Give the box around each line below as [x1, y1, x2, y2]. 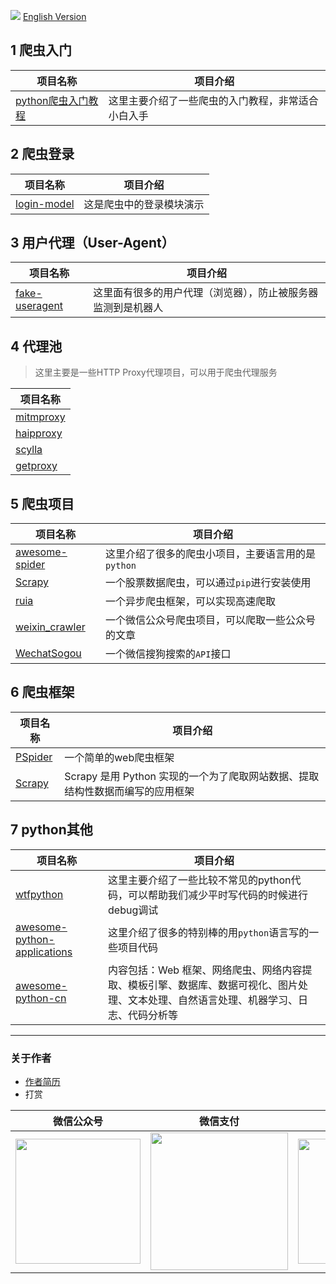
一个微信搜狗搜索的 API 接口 [104, 647, 232, 661]
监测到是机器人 [93, 301, 164, 315]
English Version [22, 11, 87, 22]
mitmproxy [15, 410, 66, 424]
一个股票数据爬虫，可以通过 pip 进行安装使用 [104, 576, 312, 590]
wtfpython [15, 887, 64, 901]
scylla [15, 443, 43, 457]
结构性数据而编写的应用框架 [64, 784, 195, 798]
